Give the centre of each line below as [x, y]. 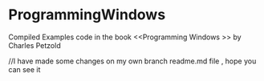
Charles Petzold [35, 45]
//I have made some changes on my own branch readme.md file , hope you [132, 61]
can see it [24, 69]
